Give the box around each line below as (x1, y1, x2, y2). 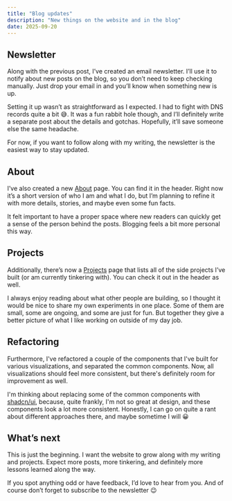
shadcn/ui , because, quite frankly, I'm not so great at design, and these (7, 397, 211, 406)
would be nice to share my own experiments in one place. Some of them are (7, 301, 224, 309)
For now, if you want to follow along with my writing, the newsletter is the (7, 138, 215, 146)
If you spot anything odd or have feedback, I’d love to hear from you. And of (7, 479, 224, 487)
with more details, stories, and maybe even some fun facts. (7, 199, 176, 207)
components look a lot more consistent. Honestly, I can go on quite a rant (7, 405, 216, 413)
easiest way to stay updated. (7, 146, 89, 154)
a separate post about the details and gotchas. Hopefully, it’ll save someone (7, 117, 224, 126)
